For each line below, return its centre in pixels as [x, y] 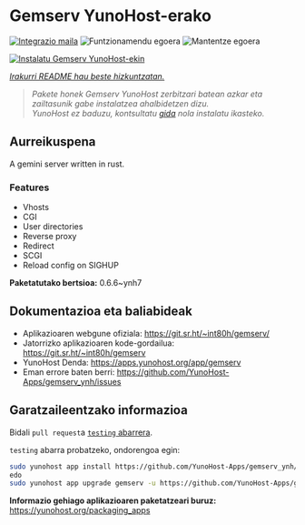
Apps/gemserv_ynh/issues [72, 381]
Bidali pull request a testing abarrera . [81, 432]
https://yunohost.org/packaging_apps [80, 510]
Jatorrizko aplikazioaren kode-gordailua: [98, 343]
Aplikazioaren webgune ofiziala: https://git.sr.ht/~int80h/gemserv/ [146, 333]
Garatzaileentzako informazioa [98, 410]
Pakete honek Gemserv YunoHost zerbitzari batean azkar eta [147, 94]
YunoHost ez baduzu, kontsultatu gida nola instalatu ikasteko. [148, 113]
